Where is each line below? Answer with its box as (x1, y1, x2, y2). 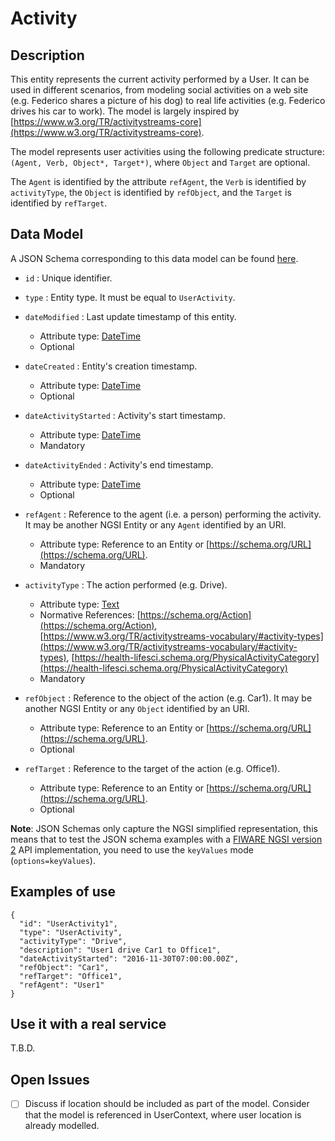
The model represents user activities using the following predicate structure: (10, 146, 325, 157)
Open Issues (10, 1071, 90, 1088)
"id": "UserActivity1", (19, 918, 118, 929)
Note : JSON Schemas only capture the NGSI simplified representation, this (10, 822, 318, 834)
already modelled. (24, 1120, 100, 1132)
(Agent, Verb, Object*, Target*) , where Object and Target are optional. (10, 157, 311, 168)
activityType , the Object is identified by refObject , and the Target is (10, 187, 292, 198)
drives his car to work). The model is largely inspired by (10, 105, 240, 117)
